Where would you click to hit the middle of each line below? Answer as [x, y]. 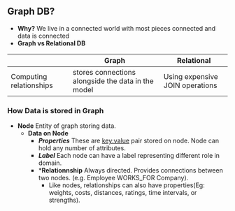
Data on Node [48, 133]
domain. [50, 163]
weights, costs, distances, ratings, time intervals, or [123, 193]
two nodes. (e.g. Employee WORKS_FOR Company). [113, 178]
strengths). [64, 200]
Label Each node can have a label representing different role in [129, 156]
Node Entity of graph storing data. [67, 126]
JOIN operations [190, 85]
